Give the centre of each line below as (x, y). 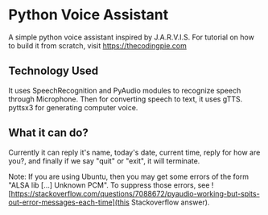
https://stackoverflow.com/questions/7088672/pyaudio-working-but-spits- (135, 193)
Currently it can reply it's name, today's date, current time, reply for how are (134, 152)
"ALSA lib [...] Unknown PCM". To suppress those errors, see (109, 185)
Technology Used (54, 71)
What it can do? (48, 133)
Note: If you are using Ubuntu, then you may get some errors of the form (129, 176)
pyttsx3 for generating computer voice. (73, 107)
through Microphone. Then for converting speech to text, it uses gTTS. (126, 99)
